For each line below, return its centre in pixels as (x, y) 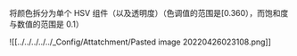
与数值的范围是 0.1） (46, 24)
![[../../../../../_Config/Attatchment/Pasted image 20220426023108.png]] (140, 42)
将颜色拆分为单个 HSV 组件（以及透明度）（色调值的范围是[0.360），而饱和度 (149, 13)
